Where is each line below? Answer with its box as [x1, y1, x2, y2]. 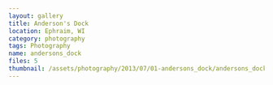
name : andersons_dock [8, 49, 82, 57]
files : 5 [8, 57, 38, 66]
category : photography [8, 34, 85, 43]
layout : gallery [8, 11, 63, 20]
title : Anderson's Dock [8, 19, 89, 28]
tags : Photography [8, 42, 71, 50]
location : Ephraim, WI [8, 27, 85, 35]
